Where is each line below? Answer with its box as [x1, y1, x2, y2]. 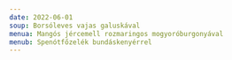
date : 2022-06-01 [9, 12, 73, 22]
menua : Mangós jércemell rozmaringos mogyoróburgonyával [9, 29, 224, 38]
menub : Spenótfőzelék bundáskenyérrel [9, 37, 152, 47]
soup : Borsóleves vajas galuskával [9, 21, 141, 30]
